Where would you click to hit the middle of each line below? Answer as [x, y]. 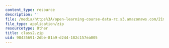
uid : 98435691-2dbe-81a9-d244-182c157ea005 [52, 38]
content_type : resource [30, 10]
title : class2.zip [24, 33]
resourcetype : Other [27, 28]
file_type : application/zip [35, 24]
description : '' [22, 14]
